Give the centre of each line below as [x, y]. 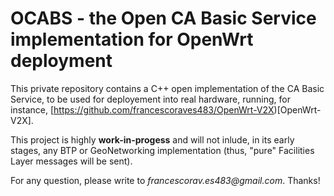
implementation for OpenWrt [132, 39]
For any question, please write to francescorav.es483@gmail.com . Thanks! [165, 180]
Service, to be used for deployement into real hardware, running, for [150, 99]
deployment [61, 61]
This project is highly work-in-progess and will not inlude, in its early [152, 139]
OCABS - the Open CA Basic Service [163, 18]
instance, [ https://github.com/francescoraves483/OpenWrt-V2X [142, 109]
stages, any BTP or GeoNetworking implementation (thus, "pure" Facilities [162, 150]
